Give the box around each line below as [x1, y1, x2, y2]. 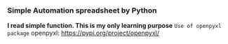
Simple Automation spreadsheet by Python [7, 6, 157, 15]
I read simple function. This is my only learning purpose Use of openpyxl [7, 22, 222, 30]
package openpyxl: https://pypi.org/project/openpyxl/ [7, 29, 160, 37]
